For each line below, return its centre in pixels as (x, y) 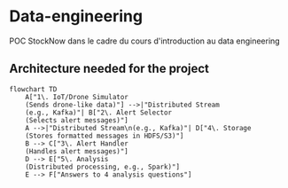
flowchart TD (33, 89)
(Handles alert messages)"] (77, 151)
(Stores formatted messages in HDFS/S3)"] (105, 136)
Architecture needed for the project (109, 69)
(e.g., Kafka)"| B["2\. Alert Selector (99, 113)
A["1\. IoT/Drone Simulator (77, 97)
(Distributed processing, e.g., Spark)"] (102, 167)
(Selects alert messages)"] (77, 120)
